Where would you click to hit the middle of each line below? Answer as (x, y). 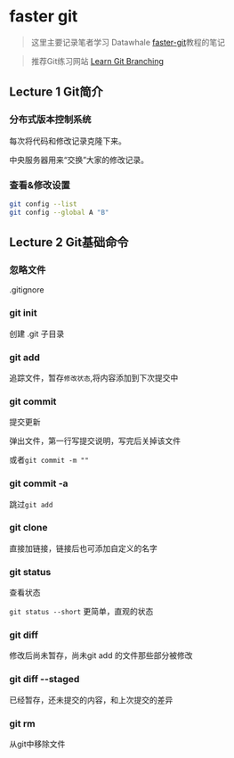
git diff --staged (44, 680)
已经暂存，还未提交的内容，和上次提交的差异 (91, 700)
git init (23, 313)
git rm (22, 723)
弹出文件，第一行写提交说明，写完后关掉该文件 (95, 441)
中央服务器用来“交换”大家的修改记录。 (79, 160)
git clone (28, 528)
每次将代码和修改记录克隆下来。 (68, 141)
